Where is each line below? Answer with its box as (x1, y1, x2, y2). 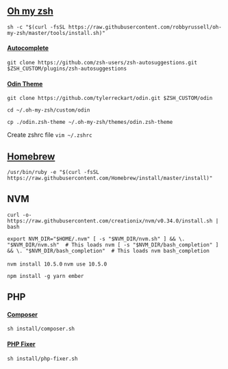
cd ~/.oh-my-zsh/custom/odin (7, 107, 90, 114)
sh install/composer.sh (7, 325, 75, 333)
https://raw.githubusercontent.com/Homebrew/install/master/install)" (7, 175, 213, 182)
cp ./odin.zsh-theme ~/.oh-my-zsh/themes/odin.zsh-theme (7, 119, 173, 126)
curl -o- (7, 212, 32, 218)
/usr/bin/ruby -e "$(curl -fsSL (7, 169, 99, 176)
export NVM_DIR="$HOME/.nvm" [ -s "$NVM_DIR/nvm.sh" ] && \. (7, 236, 186, 242)
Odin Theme (7, 79, 43, 88)
